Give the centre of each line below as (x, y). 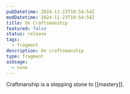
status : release (26, 34)
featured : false (26, 28)
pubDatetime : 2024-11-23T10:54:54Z (50, 12)
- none (20, 67)
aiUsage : (17, 62)
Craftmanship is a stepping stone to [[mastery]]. (65, 84)
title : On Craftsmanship (37, 23)
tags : (13, 40)
